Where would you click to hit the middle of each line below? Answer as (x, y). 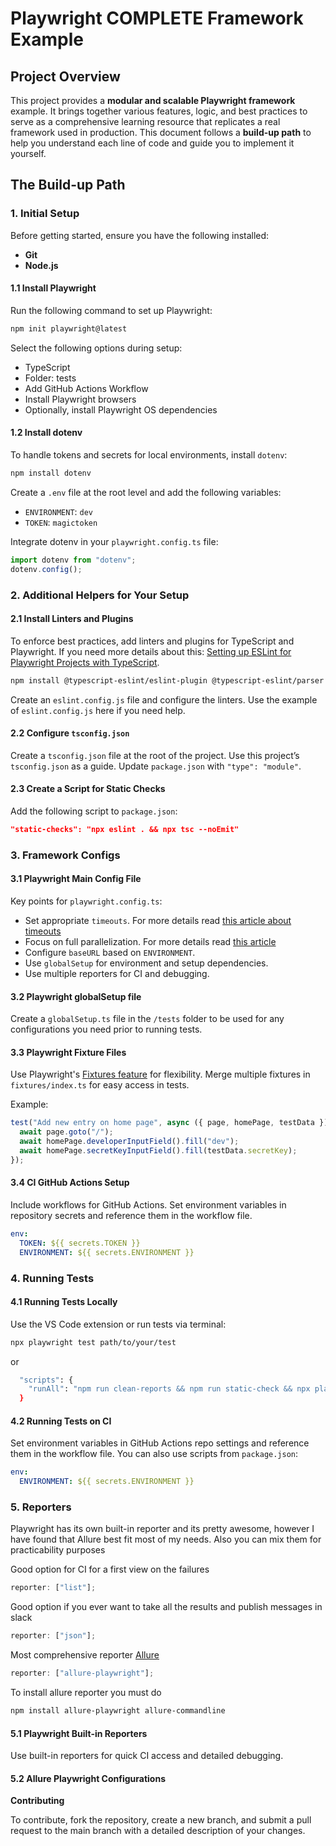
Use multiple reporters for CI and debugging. (117, 973)
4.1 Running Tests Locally (64, 1302)
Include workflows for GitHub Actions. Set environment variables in (148, 1204)
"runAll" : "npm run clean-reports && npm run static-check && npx (169, 1389)
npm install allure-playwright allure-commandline (118, 1711)
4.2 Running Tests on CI (61, 1421)
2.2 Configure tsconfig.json (70, 733)
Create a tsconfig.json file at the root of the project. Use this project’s (155, 755)
